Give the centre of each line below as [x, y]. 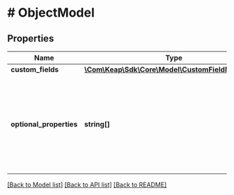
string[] [97, 124]
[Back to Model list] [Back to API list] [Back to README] [87, 185]
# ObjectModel [51, 13]
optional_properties [44, 124]
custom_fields [35, 69]
